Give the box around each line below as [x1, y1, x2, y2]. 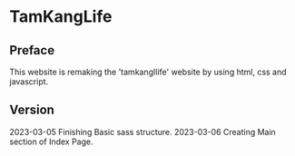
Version [9, 102, 54, 118]
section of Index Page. [9, 136, 93, 147]
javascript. [9, 76, 49, 87]
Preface [9, 43, 55, 58]
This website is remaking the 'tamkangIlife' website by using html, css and [9, 66, 288, 77]
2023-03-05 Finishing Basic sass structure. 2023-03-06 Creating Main [9, 126, 277, 137]
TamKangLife [9, 6, 113, 27]
